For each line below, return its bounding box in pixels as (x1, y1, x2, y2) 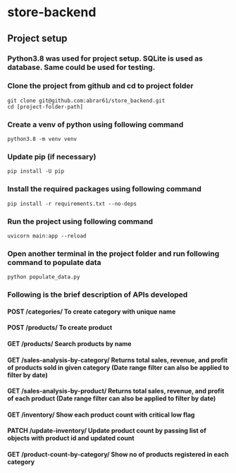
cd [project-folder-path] (7, 103, 83, 110)
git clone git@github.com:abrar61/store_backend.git (7, 97, 166, 104)
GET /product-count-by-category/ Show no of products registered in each (7, 450, 229, 458)
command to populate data (7, 257, 101, 267)
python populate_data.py (7, 274, 80, 281)
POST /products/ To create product (7, 324, 113, 332)
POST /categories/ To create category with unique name (7, 307, 176, 316)
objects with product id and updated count (7, 434, 135, 443)
